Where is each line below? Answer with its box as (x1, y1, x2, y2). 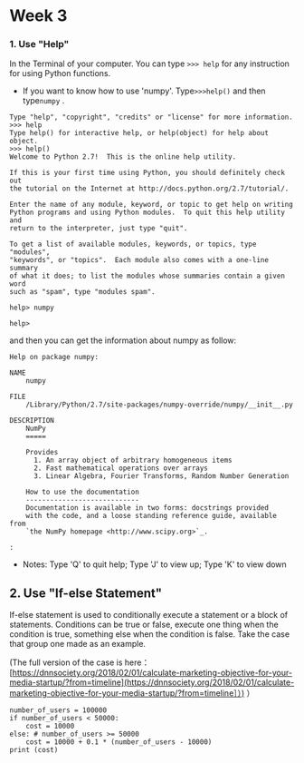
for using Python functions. (9, 68, 111, 79)
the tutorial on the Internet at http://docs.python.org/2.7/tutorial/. (9, 184, 290, 193)
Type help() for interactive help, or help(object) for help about (9, 129, 270, 138)
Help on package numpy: (9, 353, 100, 362)
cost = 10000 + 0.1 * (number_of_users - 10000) (25, 738, 213, 747)
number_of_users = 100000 (9, 706, 107, 715)
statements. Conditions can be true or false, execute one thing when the (9, 619, 279, 631)
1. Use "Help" (9, 38, 70, 51)
